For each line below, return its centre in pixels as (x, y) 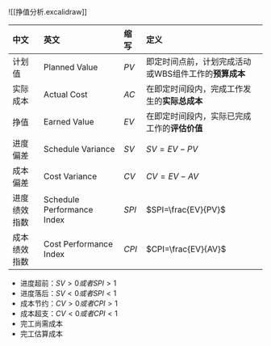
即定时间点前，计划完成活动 (199, 61)
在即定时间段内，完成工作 (195, 89)
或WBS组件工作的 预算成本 (196, 74)
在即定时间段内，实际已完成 (199, 116)
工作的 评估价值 (175, 128)
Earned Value (69, 122)
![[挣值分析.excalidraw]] (48, 12)
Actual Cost (65, 94)
